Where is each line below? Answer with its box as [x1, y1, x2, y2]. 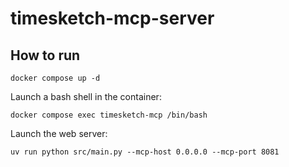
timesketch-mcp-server [10, 7, 215, 30]
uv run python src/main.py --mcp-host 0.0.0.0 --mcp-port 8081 [10, 147, 280, 157]
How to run [10, 47, 81, 64]
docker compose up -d [10, 73, 101, 83]
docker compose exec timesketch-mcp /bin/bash [10, 110, 208, 120]
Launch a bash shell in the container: [10, 91, 162, 102]
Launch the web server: [10, 128, 108, 139]
